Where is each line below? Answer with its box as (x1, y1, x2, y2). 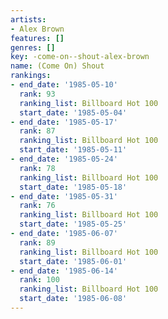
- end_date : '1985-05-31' (10, 191, 118, 201)
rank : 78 (19, 163, 56, 173)
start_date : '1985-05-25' (19, 219, 128, 230)
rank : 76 (19, 201, 56, 211)
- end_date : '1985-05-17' (10, 117, 118, 127)
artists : (10, 14, 47, 25)
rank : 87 (19, 126, 56, 136)
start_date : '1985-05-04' (19, 107, 128, 118)
